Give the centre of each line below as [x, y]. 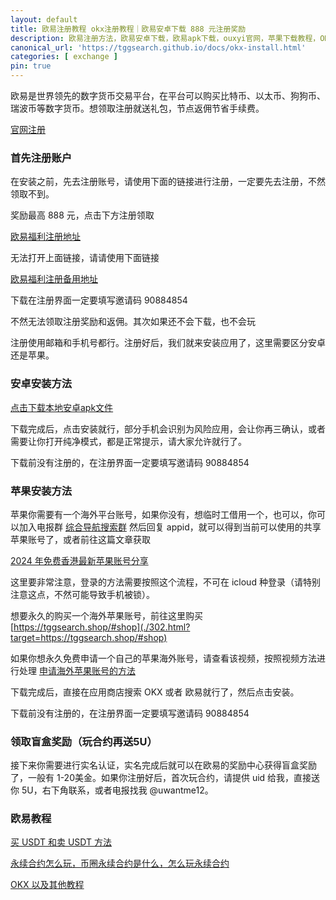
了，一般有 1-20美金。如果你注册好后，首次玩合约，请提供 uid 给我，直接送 [165, 778]
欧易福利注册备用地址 [54, 279]
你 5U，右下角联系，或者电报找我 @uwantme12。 [112, 790]
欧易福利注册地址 [45, 237]
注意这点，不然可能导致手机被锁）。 [82, 594]
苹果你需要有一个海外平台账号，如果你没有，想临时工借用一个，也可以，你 [163, 514]
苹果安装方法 [41, 491]
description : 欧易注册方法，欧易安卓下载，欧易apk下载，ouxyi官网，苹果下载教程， [165, 38]
